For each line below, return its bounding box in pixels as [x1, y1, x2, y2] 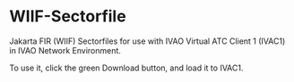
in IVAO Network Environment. [9, 45, 121, 55]
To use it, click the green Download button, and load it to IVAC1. [9, 62, 244, 73]
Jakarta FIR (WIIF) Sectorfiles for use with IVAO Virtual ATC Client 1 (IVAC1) [9, 36, 286, 46]
